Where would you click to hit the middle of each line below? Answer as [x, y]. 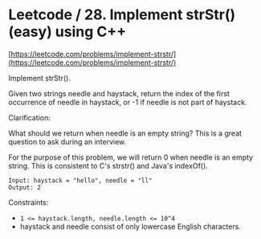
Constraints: [29, 202]
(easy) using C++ [67, 32]
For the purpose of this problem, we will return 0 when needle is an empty [131, 157]
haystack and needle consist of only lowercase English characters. [130, 226]
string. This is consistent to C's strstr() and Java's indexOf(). [108, 165]
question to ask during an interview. [67, 141]
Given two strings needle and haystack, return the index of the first [119, 93]
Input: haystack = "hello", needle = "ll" [80, 180]
